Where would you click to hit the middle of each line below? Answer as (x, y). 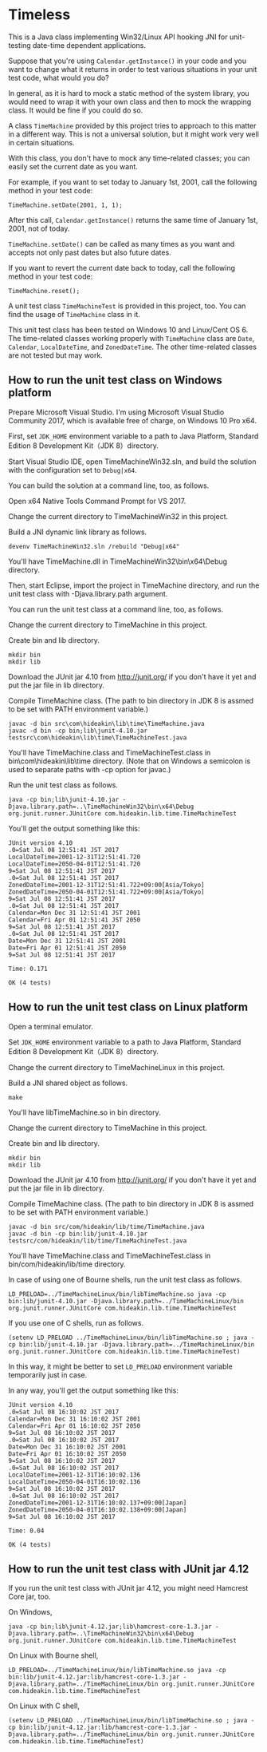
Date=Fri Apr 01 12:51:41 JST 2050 (67, 948)
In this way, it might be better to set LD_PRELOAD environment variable (120, 1366)
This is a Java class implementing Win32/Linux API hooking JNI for (118, 37)
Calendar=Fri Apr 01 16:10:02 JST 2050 (75, 1426)
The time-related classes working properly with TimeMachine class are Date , (132, 338)
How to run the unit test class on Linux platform (128, 1007)
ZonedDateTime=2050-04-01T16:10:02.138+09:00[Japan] (98, 1510)
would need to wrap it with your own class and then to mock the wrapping (130, 101)
